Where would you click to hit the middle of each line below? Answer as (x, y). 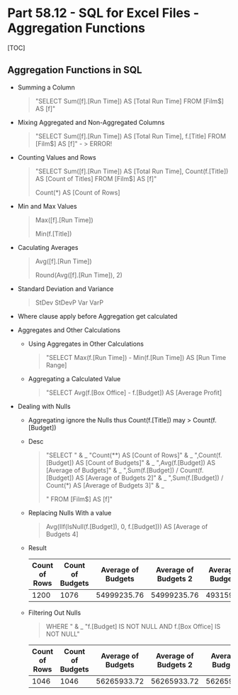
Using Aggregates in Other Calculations (86, 344)
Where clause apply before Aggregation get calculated (97, 316)
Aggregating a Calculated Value (74, 378)
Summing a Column (46, 87)
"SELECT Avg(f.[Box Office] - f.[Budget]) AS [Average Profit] (134, 393)
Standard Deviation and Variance (66, 288)
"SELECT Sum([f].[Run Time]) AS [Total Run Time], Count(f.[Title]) (132, 171)
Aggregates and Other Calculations (69, 330)
